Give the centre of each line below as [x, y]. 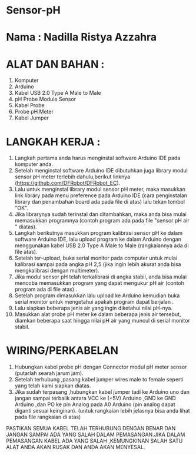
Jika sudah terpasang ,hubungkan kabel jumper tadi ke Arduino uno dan [102, 392]
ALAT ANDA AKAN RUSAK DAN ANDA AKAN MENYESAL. [76, 447]
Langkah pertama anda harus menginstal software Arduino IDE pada [97, 158]
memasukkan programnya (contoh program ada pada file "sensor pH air [102, 221]
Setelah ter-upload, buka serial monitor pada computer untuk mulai [96, 258]
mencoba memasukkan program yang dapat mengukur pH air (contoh [99, 283]
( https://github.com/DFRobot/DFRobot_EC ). [67, 183]
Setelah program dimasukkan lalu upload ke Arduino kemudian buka [97, 295]
